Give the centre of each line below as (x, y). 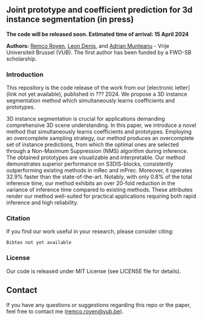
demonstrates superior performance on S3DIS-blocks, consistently (90, 164)
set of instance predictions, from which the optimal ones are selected (93, 144)
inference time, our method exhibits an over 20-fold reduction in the (91, 183)
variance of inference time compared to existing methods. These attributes (99, 190)
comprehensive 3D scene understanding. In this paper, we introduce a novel (101, 125)
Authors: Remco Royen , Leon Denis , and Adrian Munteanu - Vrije (88, 46)
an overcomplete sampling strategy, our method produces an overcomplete (100, 138)
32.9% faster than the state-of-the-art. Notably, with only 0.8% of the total (99, 177)
